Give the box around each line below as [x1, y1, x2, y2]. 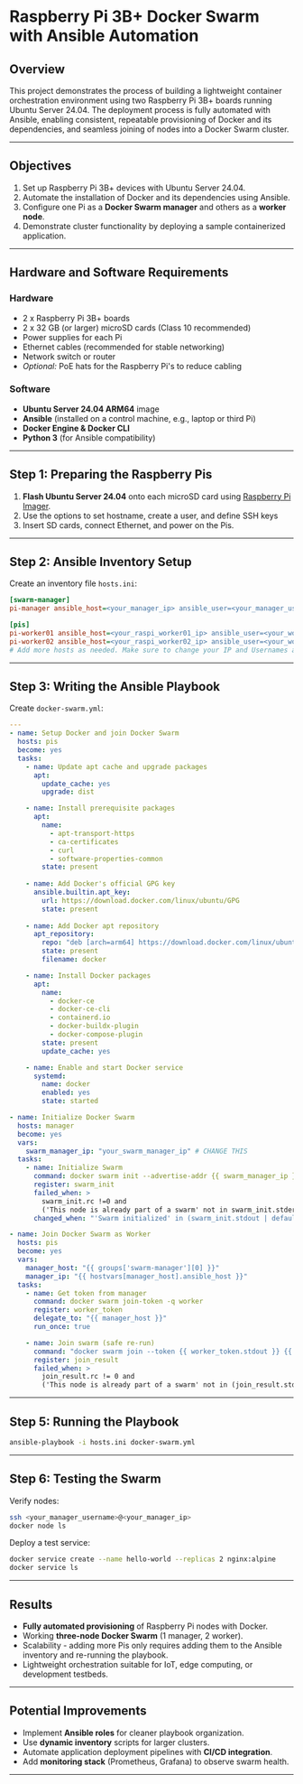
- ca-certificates [49, 837, 119, 846]
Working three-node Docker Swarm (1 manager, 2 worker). [22, 1631, 243, 1641]
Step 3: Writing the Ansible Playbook [9, 679, 221, 694]
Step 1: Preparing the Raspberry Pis [9, 467, 213, 482]
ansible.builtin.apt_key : [32, 887, 131, 897]
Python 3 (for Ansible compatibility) [22, 432, 156, 443]
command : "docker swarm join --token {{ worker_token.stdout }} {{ [32, 1347, 293, 1356]
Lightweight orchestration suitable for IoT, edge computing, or [22, 1659, 253, 1670]
